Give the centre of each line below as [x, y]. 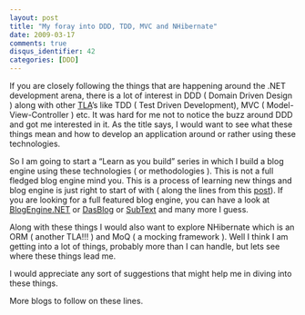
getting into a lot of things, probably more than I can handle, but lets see [145, 246]
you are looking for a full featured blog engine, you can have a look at [140, 200]
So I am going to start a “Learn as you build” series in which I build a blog [147, 161]
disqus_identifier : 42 [52, 52]
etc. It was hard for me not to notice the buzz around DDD [184, 115]
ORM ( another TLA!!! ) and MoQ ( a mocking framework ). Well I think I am [149, 236]
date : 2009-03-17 [42, 34]
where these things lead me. [63, 256]
